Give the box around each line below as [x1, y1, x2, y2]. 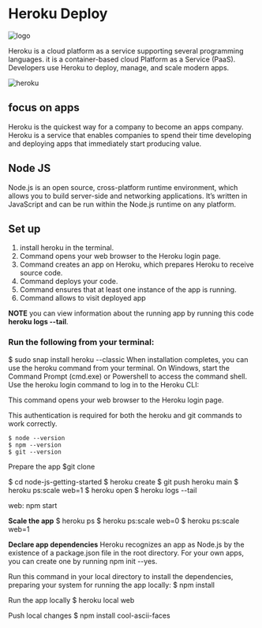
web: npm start [8, 500, 58, 510]
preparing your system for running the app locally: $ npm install [8, 580, 215, 589]
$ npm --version [8, 441, 62, 449]
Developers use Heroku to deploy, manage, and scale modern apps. [8, 62, 230, 72]
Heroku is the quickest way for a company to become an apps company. [8, 121, 244, 131]
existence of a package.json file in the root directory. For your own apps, [8, 548, 245, 557]
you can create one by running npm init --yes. [8, 556, 158, 566]
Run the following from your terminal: [8, 337, 155, 348]
